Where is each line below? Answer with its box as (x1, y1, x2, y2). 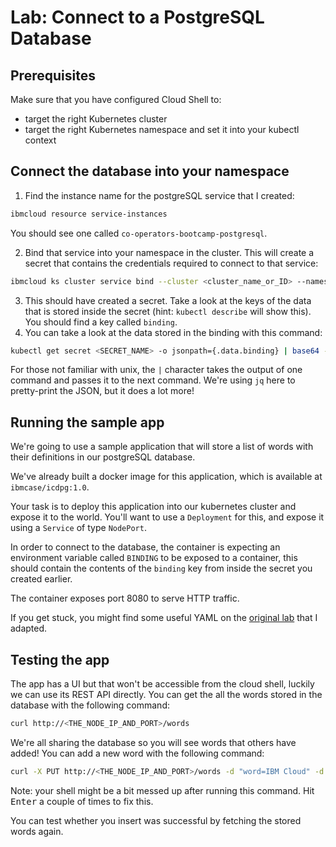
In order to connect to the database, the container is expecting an (10, 541, 281, 553)
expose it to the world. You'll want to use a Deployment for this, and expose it (10, 511, 325, 523)
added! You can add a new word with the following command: (10, 747, 265, 759)
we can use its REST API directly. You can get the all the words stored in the (10, 689, 323, 701)
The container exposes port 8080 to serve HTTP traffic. (10, 592, 240, 605)
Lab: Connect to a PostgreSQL (10, 6, 265, 29)
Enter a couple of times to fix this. (10, 795, 154, 807)
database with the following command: (10, 699, 170, 711)
